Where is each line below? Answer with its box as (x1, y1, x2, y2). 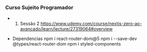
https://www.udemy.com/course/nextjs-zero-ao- (40, 20, 142, 26)
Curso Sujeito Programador (5, 4, 73, 11)
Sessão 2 (20, 20, 40, 26)
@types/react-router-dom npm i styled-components (12, 41, 121, 47)
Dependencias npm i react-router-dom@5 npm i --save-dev (12, 35, 137, 41)
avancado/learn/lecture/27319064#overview (20, 26, 113, 32)
